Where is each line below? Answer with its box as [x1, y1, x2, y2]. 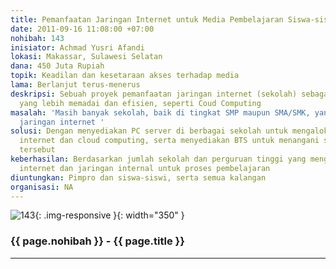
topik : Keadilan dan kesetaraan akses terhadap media [10, 71, 240, 81]
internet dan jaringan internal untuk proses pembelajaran [19, 163, 271, 173]
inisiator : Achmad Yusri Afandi [10, 42, 145, 53]
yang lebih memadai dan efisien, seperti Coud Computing [19, 98, 262, 108]
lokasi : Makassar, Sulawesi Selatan [10, 52, 163, 62]
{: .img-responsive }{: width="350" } [34, 209, 185, 221]
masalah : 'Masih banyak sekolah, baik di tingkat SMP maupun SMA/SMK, [10, 107, 311, 118]
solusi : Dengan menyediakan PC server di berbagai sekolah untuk [10, 126, 288, 136]
